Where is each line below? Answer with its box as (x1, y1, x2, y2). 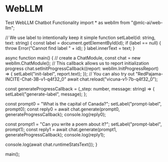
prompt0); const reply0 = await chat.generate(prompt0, (5, 106, 120, 112)
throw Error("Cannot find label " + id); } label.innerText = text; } (5, 45, 135, 51)
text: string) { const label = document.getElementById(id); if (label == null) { (5, 39, 161, 45)
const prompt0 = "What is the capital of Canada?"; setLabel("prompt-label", (5, 100, 162, 106)
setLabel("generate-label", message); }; (5, 91, 87, 97)
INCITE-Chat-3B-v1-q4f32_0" (5, 76, 67, 82)
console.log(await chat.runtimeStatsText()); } (5, 141, 98, 147)
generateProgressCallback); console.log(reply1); (5, 131, 105, 137)
